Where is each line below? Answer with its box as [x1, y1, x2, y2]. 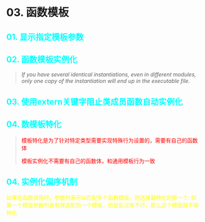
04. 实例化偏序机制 [6, 176, 77, 187]
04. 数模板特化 [6, 120, 62, 130]
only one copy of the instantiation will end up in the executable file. [21, 77, 190, 85]
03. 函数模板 [6, 5, 69, 20]
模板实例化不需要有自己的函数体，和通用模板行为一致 [21, 157, 156, 165]
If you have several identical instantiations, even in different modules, [21, 71, 196, 78]
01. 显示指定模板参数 [6, 32, 84, 42]
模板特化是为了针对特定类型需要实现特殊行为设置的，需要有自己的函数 [21, 137, 198, 144]
